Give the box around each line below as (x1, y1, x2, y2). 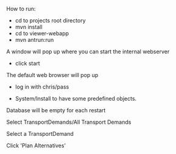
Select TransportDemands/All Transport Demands (6, 118, 132, 126)
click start (15, 60, 41, 67)
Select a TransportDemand (6, 130, 74, 137)
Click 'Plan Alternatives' (6, 142, 66, 149)
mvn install (15, 24, 43, 30)
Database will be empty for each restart (6, 107, 106, 114)
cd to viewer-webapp (15, 30, 69, 37)
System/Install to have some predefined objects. (15, 95, 137, 102)
